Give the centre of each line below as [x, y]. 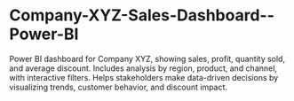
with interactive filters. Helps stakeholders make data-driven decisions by [144, 77]
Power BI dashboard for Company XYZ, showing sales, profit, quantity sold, [147, 58]
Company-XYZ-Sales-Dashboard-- [142, 16]
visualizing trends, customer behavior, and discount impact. [119, 87]
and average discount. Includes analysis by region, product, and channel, [143, 68]
